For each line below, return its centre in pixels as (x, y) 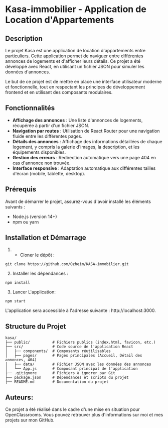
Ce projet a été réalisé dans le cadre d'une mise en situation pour (73, 409)
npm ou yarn (26, 222)
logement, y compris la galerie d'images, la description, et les (76, 147)
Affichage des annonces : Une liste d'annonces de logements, (77, 120)
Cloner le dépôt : (37, 255)
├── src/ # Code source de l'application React (69, 347)
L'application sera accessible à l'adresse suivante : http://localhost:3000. (81, 310)
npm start (16, 301)
